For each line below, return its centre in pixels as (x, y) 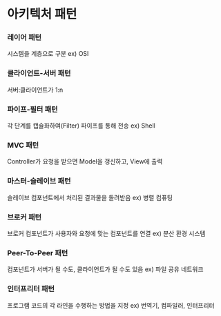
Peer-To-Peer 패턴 (38, 253)
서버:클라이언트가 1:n (35, 90)
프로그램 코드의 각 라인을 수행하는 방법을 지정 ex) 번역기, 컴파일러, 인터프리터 (111, 305)
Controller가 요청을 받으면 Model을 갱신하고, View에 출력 (85, 161)
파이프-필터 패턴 (32, 109)
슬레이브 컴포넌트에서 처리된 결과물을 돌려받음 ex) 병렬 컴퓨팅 (90, 197)
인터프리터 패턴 (31, 289)
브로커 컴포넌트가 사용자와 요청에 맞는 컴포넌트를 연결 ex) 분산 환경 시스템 (106, 233)
